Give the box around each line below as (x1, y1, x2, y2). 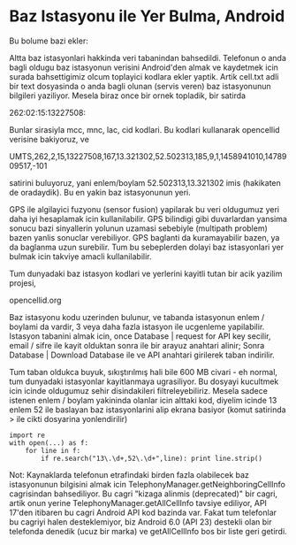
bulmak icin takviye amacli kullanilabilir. (9, 250, 152, 262)
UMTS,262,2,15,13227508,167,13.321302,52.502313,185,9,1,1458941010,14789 (9, 150, 287, 161)
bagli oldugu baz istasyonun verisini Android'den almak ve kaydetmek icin (9, 62, 278, 73)
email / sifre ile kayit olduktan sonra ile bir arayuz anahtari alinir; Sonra (9, 340, 265, 350)
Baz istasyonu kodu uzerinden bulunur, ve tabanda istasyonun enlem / (9, 311, 265, 322)
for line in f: (25, 446, 81, 455)
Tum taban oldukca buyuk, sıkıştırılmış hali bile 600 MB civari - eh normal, (9, 366, 278, 377)
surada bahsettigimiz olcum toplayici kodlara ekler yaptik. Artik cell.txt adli (9, 71, 279, 81)
